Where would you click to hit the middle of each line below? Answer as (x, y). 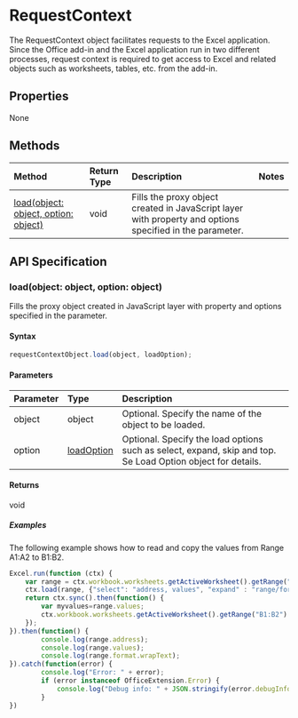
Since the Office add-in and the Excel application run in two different (134, 49)
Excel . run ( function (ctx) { (61, 573)
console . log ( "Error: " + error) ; (103, 673)
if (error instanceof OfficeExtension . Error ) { (130, 681)
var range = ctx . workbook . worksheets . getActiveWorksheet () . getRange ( (157, 582)
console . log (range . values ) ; (93, 648)
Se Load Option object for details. (192, 461)
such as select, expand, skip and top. (199, 450)
